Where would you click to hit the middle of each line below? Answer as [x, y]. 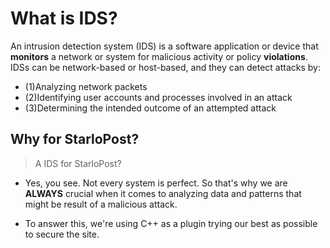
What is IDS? [64, 18]
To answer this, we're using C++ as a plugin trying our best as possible [171, 223]
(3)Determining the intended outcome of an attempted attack [150, 108]
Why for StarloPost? [75, 139]
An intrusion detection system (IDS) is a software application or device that [164, 46]
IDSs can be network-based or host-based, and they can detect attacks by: [165, 67]
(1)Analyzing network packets [86, 86]
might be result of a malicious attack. [101, 204]
